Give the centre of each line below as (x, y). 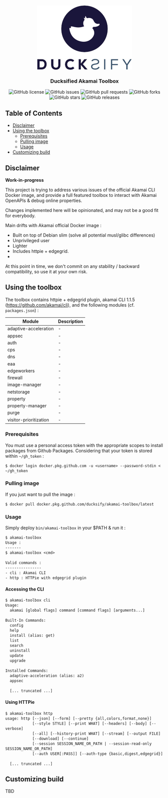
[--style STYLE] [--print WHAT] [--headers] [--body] (90, 723)
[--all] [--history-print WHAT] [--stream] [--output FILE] (96, 734)
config (17, 626)
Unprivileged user (31, 240)
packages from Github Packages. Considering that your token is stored (79, 451)
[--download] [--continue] (60, 739)
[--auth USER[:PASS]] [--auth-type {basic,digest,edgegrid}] (98, 754)
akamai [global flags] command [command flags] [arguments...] (77, 610)
